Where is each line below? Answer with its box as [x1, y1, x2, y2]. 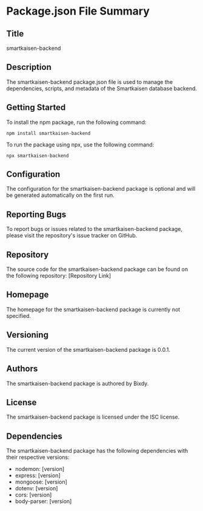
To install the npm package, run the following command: [6, 118, 147, 126]
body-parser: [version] [15, 498, 72, 505]
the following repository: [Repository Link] [6, 272, 111, 280]
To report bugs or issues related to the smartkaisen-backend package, [6, 225, 183, 233]
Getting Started [6, 102, 66, 113]
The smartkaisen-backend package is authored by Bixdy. [6, 380, 149, 387]
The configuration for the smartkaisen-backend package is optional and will [6, 185, 196, 193]
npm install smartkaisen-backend [6, 130, 91, 136]
